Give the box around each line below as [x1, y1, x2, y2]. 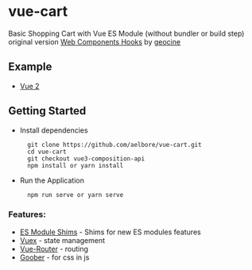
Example [8, 60, 52, 74]
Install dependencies [19, 125, 89, 135]
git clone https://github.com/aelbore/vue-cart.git [27, 141, 202, 148]
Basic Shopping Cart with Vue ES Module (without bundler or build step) [8, 29, 245, 38]
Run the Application [19, 175, 85, 185]
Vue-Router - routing [19, 244, 89, 253]
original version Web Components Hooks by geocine [8, 37, 181, 46]
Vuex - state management [19, 235, 106, 245]
